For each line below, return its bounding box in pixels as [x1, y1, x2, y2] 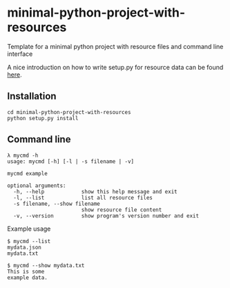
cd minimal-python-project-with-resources [7, 108, 131, 115]
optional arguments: [7, 182, 67, 189]
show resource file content [81, 206, 162, 213]
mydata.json [7, 244, 41, 251]
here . [7, 70, 22, 79]
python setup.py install [7, 115, 79, 122]
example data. [7, 274, 48, 281]
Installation [7, 90, 57, 102]
